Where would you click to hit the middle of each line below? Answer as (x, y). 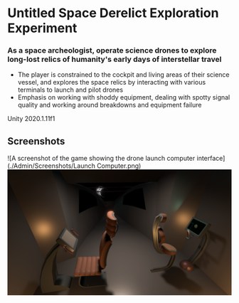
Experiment (42, 28)
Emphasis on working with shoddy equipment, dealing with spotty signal (124, 97)
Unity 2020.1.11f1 (31, 119)
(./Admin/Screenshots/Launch (52, 166)
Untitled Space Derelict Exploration (113, 13)
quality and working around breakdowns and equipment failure (110, 105)
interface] (211, 159)
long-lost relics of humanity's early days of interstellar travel (115, 60)
